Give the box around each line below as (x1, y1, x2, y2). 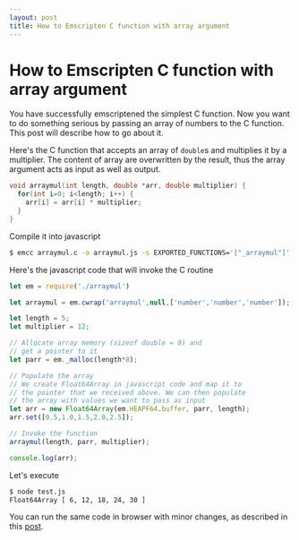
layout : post (9, 13, 58, 22)
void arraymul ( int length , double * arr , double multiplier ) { (9, 181, 246, 191)
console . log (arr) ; (9, 453, 78, 462)
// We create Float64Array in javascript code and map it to (9, 380, 243, 389)
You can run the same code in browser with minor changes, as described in (9, 511, 288, 522)
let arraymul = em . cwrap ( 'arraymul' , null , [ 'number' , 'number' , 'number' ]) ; (9, 297, 291, 307)
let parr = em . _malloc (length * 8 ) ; (9, 355, 139, 364)
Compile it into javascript (9, 230, 101, 242)
